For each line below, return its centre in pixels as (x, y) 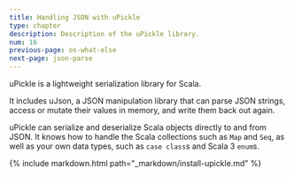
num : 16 (23, 42)
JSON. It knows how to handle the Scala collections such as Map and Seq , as (147, 137)
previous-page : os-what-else (63, 50)
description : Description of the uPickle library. (104, 34)
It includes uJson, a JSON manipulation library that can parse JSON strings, (147, 101)
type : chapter (35, 26)
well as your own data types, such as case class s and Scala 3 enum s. (134, 146)
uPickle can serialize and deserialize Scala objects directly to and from (138, 127)
